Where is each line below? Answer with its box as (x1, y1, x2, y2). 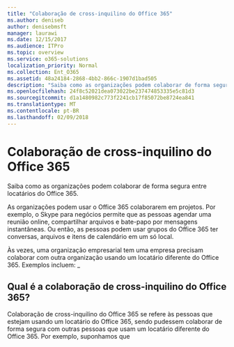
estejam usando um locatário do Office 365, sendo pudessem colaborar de (7, 318, 223, 326)
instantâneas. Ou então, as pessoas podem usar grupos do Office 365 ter (7, 224, 219, 233)
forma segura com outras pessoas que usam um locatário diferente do (7, 325, 210, 333)
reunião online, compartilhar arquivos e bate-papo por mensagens (7, 217, 198, 226)
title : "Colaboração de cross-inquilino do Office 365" (7, 10, 173, 17)
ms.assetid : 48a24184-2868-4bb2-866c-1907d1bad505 (7, 75, 157, 82)
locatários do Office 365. (7, 189, 79, 197)
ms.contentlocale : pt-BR (7, 107, 79, 114)
